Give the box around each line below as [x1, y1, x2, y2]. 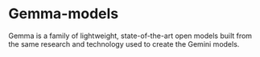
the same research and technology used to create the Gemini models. [8, 39, 240, 48]
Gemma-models [8, 5, 119, 23]
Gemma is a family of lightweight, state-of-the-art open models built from [8, 31, 252, 40]
